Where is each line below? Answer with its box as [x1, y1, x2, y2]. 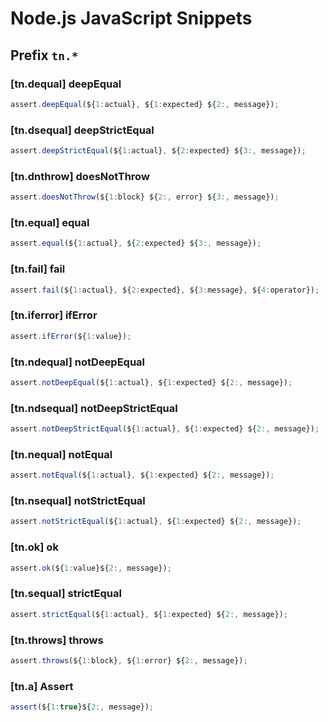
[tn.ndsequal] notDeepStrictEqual [10, 401, 178, 415]
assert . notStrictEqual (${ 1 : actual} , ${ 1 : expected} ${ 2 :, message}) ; [10, 517, 302, 527]
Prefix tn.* [10, 47, 79, 64]
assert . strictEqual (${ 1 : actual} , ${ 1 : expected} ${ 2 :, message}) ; [10, 609, 288, 619]
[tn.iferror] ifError [10, 308, 98, 322]
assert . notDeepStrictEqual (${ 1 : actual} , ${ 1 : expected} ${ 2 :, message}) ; [10, 424, 320, 434]
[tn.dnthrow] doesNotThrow [10, 169, 150, 183]
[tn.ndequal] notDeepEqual [10, 355, 146, 369]
